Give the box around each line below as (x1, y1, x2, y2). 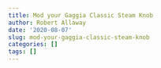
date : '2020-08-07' (8, 26, 73, 34)
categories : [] (8, 41, 58, 48)
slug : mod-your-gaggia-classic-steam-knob (8, 33, 150, 41)
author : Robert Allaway (8, 19, 87, 27)
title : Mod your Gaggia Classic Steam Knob (8, 11, 154, 20)
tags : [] (8, 48, 37, 55)
